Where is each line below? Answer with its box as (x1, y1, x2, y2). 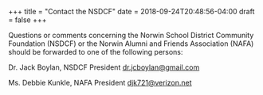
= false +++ (8, 15, 47, 25)
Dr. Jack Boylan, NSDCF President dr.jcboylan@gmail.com (8, 63, 200, 72)
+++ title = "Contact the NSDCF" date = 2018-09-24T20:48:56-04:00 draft (8, 7, 255, 16)
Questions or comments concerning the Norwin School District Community (8, 31, 254, 40)
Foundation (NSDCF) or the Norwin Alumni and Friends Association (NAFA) (8, 39, 254, 48)
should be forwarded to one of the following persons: (8, 47, 183, 56)
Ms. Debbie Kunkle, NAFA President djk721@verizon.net (8, 78, 192, 87)
